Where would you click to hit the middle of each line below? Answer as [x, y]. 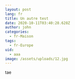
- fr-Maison [22, 37]
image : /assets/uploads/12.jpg [37, 59]
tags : [10, 41]
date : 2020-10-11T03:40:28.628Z [37, 23]
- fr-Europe [22, 45]
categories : [17, 32]
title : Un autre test [27, 18]
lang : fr [14, 14]
